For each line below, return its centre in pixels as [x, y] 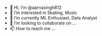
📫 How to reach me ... [32, 28]
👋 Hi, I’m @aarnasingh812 [36, 8]
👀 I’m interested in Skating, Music [43, 13]
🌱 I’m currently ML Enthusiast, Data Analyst [53, 18]
